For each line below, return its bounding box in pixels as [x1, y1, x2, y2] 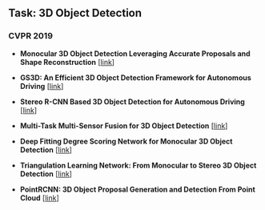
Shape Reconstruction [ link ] [19, 57, 114, 67]
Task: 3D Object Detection [8, 6, 143, 20]
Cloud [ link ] [19, 192, 59, 203]
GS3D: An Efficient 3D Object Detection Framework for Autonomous [19, 72, 252, 83]
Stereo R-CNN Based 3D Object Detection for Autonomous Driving [19, 96, 246, 107]
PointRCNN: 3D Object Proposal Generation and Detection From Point [19, 184, 256, 194]
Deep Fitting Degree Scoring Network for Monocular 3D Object [19, 136, 233, 146]
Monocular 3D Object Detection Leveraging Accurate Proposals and [19, 48, 251, 59]
